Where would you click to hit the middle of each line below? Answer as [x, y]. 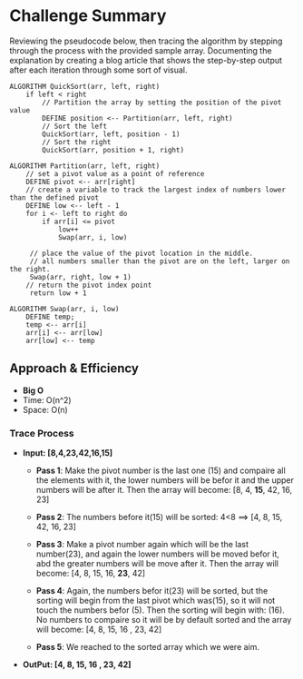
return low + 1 [59, 293]
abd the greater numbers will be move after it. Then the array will [157, 564]
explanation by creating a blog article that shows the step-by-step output [146, 60]
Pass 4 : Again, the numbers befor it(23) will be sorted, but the [152, 591]
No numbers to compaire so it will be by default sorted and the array [164, 620]
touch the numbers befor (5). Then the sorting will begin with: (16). [161, 610]
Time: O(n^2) [47, 399]
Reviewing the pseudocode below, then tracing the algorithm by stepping [146, 41]
